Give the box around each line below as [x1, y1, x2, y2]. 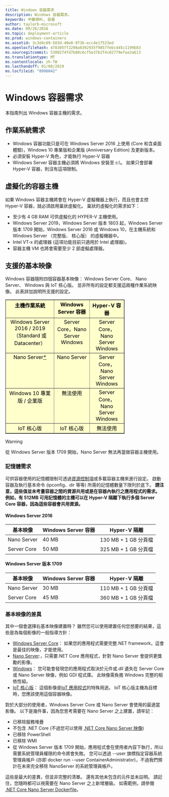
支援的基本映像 [5, 261, 52, 270]
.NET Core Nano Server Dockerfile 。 [5, 786, 81, 793]
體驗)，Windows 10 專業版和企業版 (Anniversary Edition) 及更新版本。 [12, 146, 158, 153]
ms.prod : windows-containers [5, 36, 67, 41]
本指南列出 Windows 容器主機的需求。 [5, 109, 85, 116]
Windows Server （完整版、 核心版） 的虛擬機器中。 [12, 233, 122, 239]
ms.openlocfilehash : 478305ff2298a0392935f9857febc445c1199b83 [5, 45, 141, 50]
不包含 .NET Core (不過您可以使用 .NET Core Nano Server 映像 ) [12, 725, 144, 731]
